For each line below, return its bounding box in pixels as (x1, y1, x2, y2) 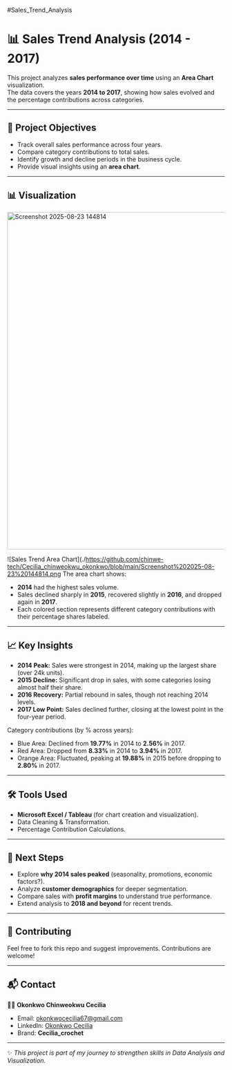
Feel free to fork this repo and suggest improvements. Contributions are (7, 944, 211, 952)
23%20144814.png (7, 570, 61, 578)
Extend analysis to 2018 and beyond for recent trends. (17, 899, 173, 907)
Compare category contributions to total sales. (17, 148, 150, 156)
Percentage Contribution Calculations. (17, 825, 126, 834)
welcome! (7, 951, 35, 960)
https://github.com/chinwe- (85, 555, 164, 563)
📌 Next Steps (7, 852, 64, 864)
